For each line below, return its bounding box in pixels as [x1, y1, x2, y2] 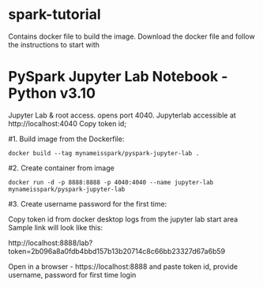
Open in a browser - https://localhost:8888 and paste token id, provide [8, 262, 239, 271]
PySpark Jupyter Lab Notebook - [8, 68, 228, 86]
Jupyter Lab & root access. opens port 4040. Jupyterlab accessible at [8, 110, 237, 120]
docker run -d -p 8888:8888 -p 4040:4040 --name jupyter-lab [8, 178, 214, 186]
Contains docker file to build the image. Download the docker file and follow [8, 32, 255, 41]
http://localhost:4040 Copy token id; [8, 118, 127, 128]
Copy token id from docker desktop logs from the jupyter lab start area [8, 214, 239, 224]
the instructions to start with [8, 39, 100, 49]
